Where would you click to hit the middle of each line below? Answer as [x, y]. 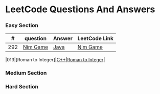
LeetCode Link [96, 38]
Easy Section [22, 26]
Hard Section [22, 87]
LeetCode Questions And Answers [80, 9]
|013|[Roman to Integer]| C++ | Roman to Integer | [55, 60]
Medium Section [26, 73]
